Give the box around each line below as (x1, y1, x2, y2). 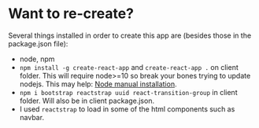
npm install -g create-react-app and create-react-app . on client (19, 62, 239, 71)
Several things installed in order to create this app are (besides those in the (8, 31, 252, 40)
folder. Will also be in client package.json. (19, 96, 155, 105)
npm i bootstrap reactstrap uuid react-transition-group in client (19, 87, 238, 97)
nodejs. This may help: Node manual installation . (19, 79, 177, 89)
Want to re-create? (8, 5, 135, 23)
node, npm (19, 54, 55, 64)
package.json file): (8, 38, 68, 48)
